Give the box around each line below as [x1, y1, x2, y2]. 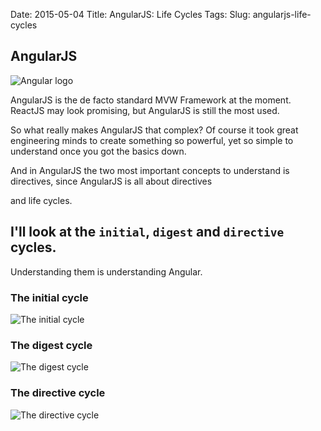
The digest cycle [10, 338, 93, 352]
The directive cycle [10, 386, 106, 400]
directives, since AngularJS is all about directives [10, 175, 213, 187]
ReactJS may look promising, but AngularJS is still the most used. [10, 104, 280, 116]
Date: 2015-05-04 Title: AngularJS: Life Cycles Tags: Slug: [10, 9, 251, 20]
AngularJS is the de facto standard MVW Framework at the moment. [10, 94, 292, 106]
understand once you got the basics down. [10, 145, 187, 157]
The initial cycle [10, 290, 89, 304]
